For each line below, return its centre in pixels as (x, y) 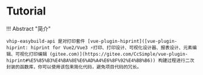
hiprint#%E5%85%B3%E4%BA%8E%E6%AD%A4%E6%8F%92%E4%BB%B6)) (81, 60)
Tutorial (26, 11)
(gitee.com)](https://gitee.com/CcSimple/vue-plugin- (119, 54)
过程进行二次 (181, 60)
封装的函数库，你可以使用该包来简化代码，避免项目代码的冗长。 (74, 67)
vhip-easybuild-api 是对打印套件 (46, 41)
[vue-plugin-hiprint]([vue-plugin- (132, 41)
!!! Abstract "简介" (28, 28)
